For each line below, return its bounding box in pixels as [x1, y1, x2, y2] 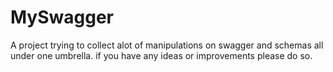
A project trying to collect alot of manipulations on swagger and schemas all [10, 39, 324, 51]
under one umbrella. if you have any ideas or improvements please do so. [10, 49, 313, 61]
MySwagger [10, 6, 115, 29]
